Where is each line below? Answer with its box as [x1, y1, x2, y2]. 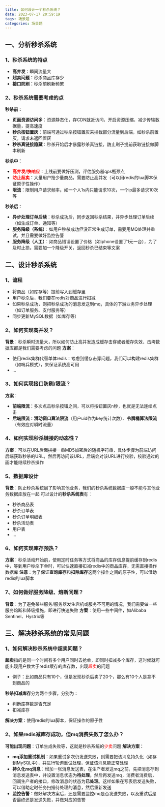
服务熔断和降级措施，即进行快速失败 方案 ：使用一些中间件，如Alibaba [5, 607, 146, 613]
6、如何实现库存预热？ [5, 545, 59, 552]
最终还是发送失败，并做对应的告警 [16, 797, 86, 803]
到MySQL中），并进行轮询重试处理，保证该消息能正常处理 [12, 760, 129, 766]
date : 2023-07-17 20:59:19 [5, 12, 60, 17]
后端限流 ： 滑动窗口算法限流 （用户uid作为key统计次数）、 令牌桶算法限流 [12, 415, 157, 421]
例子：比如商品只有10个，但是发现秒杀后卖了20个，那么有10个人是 [12, 674, 147, 680]
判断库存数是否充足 [12, 701, 52, 707]
